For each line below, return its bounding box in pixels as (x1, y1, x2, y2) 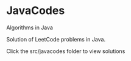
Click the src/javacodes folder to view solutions (6, 47, 126, 55)
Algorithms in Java (6, 24, 54, 31)
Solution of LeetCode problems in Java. (6, 35, 105, 43)
